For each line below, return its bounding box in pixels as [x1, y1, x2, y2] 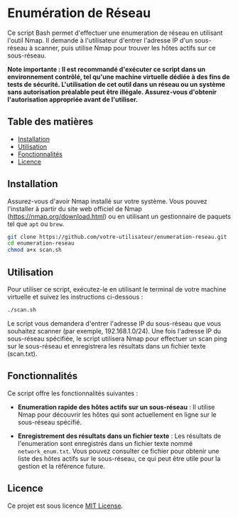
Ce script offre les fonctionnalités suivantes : [7, 389, 139, 398]
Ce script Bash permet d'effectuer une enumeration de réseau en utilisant [7, 28, 223, 37]
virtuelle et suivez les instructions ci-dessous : [7, 293, 144, 301]
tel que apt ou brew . [7, 219, 65, 228]
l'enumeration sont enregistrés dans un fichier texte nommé [17, 439, 193, 447]
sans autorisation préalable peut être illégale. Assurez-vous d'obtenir [7, 87, 217, 96]
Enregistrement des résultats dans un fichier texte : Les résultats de [17, 432, 222, 440]
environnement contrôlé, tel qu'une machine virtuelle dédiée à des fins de [7, 73, 230, 81]
